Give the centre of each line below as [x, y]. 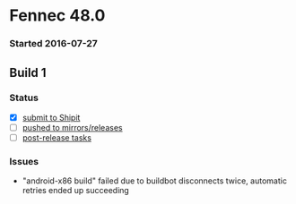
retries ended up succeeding [76, 191]
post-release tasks [57, 137]
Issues [24, 161]
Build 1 [28, 72]
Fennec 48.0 [57, 16]
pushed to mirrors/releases [72, 127]
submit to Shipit [51, 117]
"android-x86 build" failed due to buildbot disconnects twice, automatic [154, 181]
